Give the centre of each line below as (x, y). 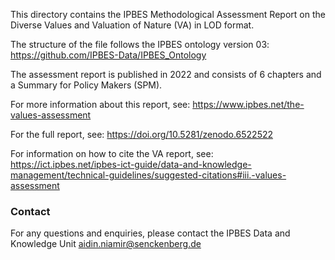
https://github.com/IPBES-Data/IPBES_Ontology (108, 55)
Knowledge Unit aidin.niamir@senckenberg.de (106, 244)
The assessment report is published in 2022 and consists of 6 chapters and (166, 74)
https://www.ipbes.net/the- (248, 104)
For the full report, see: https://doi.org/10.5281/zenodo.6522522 (142, 134)
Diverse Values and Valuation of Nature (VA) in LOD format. (132, 25)
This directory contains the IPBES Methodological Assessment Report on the (168, 14)
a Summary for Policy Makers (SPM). (86, 85)
